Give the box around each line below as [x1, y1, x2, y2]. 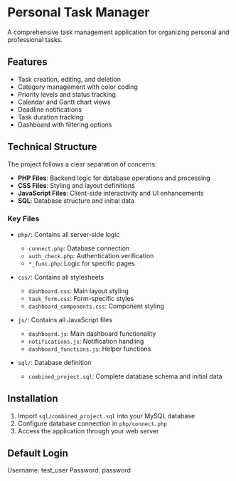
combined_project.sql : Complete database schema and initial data [28, 371, 222, 381]
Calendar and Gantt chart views [17, 97, 111, 106]
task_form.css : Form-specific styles [28, 294, 134, 302]
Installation [7, 393, 58, 405]
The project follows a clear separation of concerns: [7, 159, 158, 168]
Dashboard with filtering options [17, 120, 112, 129]
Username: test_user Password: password [7, 466, 132, 475]
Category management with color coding [17, 83, 139, 91]
